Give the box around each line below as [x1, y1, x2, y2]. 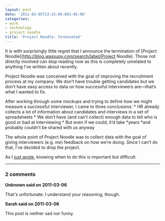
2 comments [5, 170, 36, 177]
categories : [5, 16, 29, 21]
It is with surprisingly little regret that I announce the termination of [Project [5, 48, 157, 54]
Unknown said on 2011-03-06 [5, 182, 67, 188]
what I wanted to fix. [5, 89, 47, 95]
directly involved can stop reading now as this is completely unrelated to [5, 58, 151, 64]
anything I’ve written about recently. [5, 63, 78, 69]
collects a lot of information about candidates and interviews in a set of [5, 109, 149, 114]
